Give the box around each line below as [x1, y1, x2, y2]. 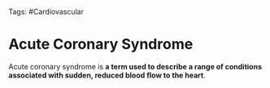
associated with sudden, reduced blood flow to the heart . [8, 70, 206, 80]
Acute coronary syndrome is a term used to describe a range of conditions [8, 61, 263, 71]
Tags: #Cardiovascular [8, 7, 84, 16]
